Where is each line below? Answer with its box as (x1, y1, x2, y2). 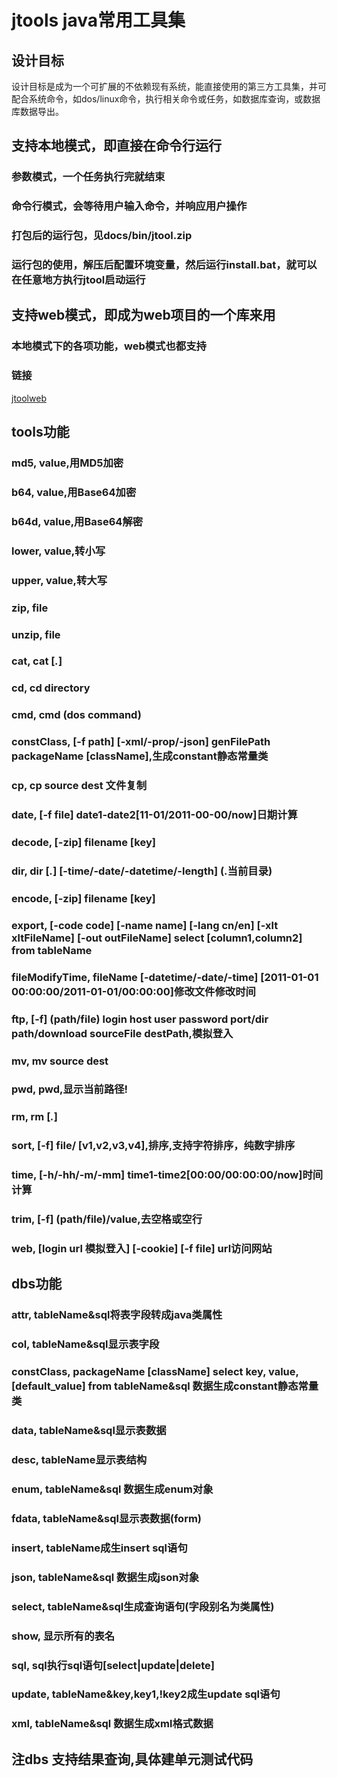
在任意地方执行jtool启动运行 (11, 273, 146, 287)
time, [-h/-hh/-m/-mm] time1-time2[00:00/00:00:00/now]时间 (11, 1168, 324, 1182)
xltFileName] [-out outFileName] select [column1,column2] (11, 931, 303, 945)
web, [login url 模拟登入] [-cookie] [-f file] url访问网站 (11, 1242, 273, 1256)
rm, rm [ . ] (11, 1110, 58, 1124)
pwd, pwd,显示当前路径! (11, 1082, 129, 1096)
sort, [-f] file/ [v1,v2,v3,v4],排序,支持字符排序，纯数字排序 (11, 1139, 296, 1153)
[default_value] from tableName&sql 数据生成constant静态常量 (11, 1379, 319, 1393)
